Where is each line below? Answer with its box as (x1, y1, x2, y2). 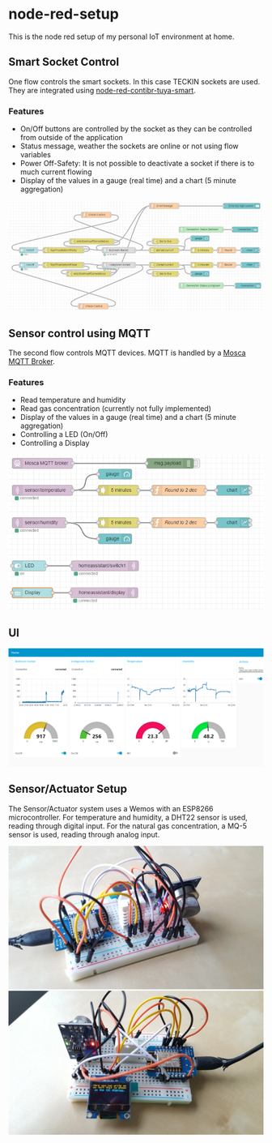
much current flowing (19, 167, 92, 177)
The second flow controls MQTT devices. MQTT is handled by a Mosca (8, 348, 246, 357)
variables (19, 150, 51, 160)
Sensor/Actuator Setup (8, 782, 128, 796)
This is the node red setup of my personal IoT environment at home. (8, 32, 235, 41)
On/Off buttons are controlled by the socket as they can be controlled (19, 124, 253, 134)
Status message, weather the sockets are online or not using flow (19, 141, 239, 151)
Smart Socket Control (8, 55, 120, 69)
